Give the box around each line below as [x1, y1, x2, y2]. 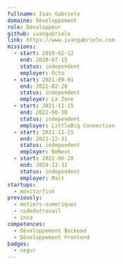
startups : [7, 181, 37, 188]
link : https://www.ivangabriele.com [7, 37, 115, 44]
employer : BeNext [20, 148, 71, 155]
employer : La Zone [20, 96, 74, 103]
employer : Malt [20, 175, 65, 182]
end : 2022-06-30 [20, 109, 68, 116]
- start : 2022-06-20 [13, 155, 74, 163]
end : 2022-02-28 [20, 83, 68, 90]
